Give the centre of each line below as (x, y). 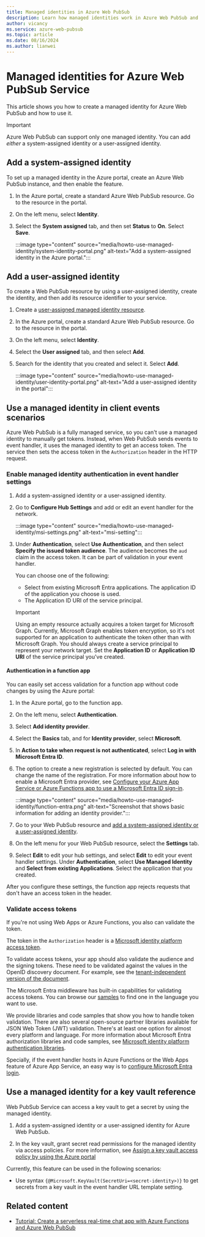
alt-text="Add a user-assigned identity (148, 382)
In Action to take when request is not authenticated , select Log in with (106, 750)
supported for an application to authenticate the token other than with (103, 637)
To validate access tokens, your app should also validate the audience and (100, 959)
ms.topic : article (30, 35)
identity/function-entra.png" (51, 806)
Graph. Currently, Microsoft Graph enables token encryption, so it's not (105, 630)
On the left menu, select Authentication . (66, 714)
